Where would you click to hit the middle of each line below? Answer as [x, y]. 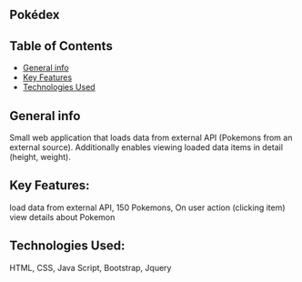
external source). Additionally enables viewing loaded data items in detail [146, 147]
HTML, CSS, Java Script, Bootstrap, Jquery [91, 267]
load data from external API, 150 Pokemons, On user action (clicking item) [147, 207]
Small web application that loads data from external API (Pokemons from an [151, 138]
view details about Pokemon [62, 217]
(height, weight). [40, 157]
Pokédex [35, 15]
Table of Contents [61, 46]
